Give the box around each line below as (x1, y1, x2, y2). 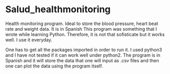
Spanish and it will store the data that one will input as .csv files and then (5, 57, 159, 63)
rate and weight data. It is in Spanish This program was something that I (5, 26, 157, 32)
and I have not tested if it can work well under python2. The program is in (5, 52, 161, 58)
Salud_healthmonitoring (5, 4, 111, 15)
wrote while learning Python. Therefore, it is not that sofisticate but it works (5, 31, 165, 37)
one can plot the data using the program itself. (5, 63, 103, 69)
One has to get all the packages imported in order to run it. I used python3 (5, 46, 162, 53)
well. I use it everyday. (5, 37, 52, 43)
